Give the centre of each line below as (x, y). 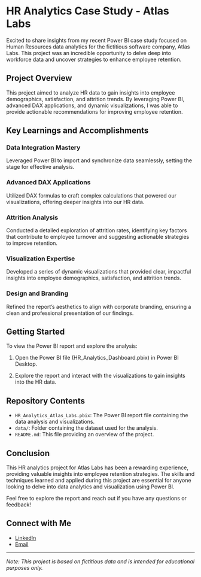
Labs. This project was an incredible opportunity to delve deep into (89, 53)
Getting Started (36, 332)
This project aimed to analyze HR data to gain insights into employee (91, 92)
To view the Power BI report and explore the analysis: (72, 346)
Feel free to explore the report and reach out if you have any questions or (97, 499)
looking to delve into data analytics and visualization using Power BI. (90, 487)
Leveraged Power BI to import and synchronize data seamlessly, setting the (99, 160)
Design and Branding (37, 293)
